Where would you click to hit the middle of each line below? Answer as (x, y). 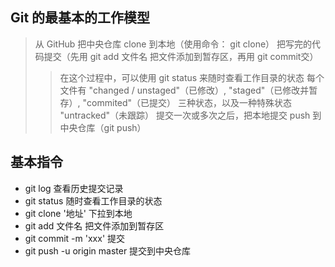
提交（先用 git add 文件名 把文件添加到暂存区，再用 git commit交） (181, 56)
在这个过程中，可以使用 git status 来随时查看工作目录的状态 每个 (192, 77)
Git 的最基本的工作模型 (80, 18)
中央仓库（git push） (103, 127)
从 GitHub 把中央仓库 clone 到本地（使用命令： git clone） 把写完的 (173, 44)
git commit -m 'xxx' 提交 (75, 238)
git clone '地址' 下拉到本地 (78, 213)
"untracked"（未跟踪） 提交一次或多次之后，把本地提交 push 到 (190, 115)
